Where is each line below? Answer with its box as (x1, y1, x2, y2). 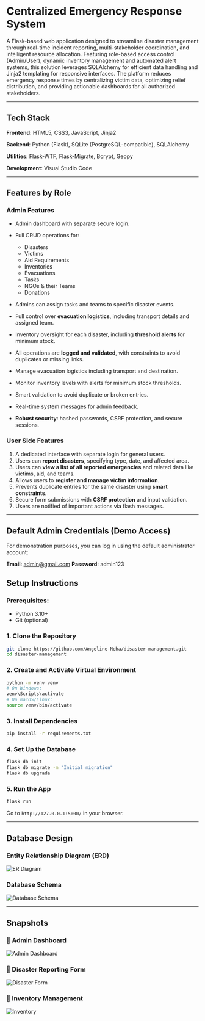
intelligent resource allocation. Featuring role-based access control (6, 50, 175, 57)
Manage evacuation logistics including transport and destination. (15, 367, 178, 375)
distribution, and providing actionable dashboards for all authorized (6, 82, 176, 90)
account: (6, 548, 29, 556)
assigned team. (15, 319, 54, 327)
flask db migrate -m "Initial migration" (6, 765, 113, 771)
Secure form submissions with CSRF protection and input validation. (15, 496, 188, 503)
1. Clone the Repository (6, 632, 76, 640)
